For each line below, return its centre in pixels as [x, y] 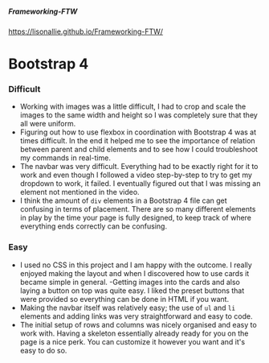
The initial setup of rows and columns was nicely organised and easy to [138, 324]
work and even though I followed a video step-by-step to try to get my [136, 175]
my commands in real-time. [65, 158]
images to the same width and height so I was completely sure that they [139, 115]
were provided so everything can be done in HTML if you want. [124, 299]
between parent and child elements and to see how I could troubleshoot [139, 150]
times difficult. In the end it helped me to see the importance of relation [137, 141]
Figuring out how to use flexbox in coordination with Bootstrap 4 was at [138, 132]
